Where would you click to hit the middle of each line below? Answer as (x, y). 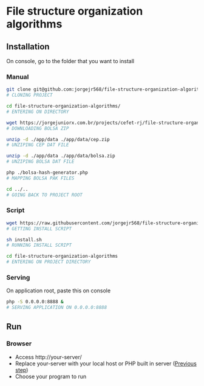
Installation (28, 47)
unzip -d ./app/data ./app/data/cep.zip (58, 139)
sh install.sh (24, 240)
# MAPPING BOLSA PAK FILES (40, 178)
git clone (19, 89)
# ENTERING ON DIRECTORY (38, 112)
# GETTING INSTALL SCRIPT (39, 229)
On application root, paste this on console (59, 291)
